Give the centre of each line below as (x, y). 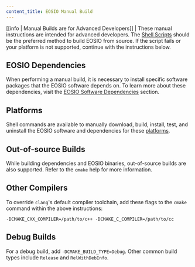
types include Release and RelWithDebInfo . (57, 257)
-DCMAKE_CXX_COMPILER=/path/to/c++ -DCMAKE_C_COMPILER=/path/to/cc (90, 219)
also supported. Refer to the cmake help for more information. (79, 170)
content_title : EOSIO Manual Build (49, 11)
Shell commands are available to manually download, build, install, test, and (97, 124)
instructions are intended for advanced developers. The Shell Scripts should (98, 34)
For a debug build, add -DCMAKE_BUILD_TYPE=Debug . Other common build (92, 251)
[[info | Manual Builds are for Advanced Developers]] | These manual (89, 28)
